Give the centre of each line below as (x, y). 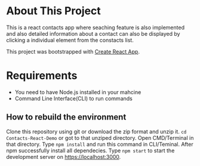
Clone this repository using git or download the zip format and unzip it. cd (96, 131)
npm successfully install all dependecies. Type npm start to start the (90, 151)
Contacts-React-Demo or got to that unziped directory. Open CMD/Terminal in (100, 137)
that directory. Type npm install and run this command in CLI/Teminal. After (100, 144)
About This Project (54, 11)
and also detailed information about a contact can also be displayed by (93, 33)
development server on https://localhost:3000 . (64, 156)
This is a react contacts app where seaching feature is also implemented (96, 27)
